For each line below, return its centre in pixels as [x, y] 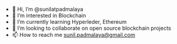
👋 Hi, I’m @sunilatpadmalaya [48, 9]
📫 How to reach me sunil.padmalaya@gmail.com [73, 35]
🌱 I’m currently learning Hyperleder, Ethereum [69, 22]
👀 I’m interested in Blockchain [49, 15]
